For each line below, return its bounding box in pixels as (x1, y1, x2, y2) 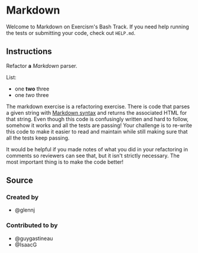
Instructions (6, 47, 52, 57)
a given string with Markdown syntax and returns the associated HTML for (6, 109, 187, 116)
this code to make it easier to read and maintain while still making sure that (6, 128, 188, 135)
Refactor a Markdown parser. (6, 62, 78, 69)
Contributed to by (6, 221, 58, 229)
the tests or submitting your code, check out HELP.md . (6, 29, 136, 36)
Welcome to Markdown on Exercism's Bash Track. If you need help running (6, 23, 189, 30)
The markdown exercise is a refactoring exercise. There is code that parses (6, 103, 190, 110)
